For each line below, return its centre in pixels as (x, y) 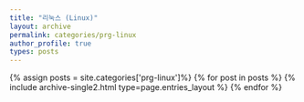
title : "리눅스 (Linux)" (54, 18)
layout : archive (40, 26)
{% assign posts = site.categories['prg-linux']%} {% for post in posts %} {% (153, 77)
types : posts (34, 52)
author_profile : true (51, 43)
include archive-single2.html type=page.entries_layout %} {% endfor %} (146, 87)
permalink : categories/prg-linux (73, 35)
